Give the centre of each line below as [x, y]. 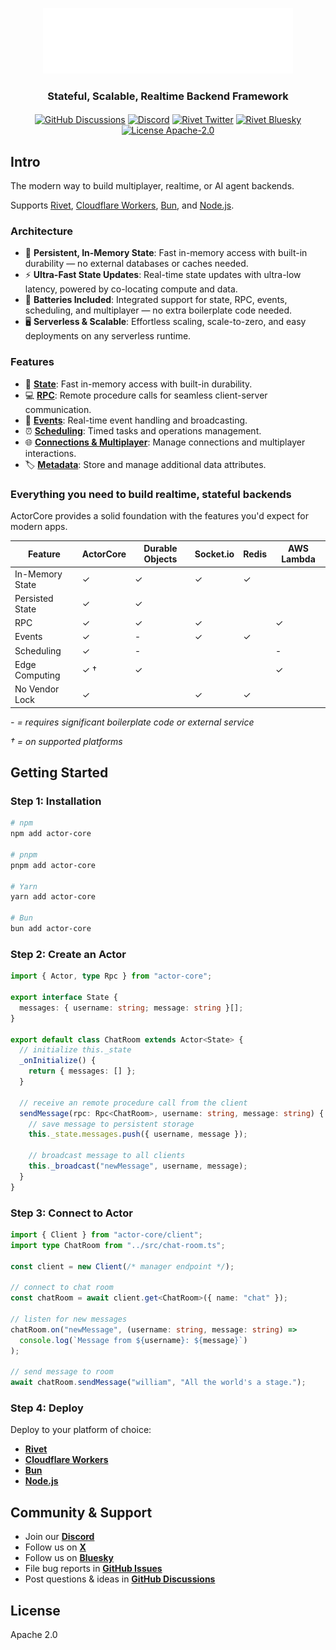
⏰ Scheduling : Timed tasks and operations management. [143, 430]
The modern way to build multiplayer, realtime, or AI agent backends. [152, 186]
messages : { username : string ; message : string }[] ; [131, 1008]
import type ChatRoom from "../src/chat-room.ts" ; [118, 1245]
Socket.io [214, 554]
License [35, 1610]
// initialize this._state [75, 1050]
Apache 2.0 [34, 1634]
